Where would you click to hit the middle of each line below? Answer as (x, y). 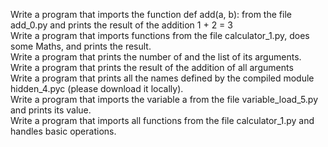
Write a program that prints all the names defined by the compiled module (162, 78)
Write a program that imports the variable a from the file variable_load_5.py (164, 99)
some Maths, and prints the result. (81, 46)
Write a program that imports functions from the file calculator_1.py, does (160, 35)
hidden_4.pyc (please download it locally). (97, 88)
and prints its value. (51, 110)
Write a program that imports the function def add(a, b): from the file (151, 14)
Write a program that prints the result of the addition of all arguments (152, 67)
